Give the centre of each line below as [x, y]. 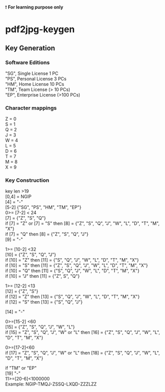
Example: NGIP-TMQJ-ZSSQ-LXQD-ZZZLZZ [51, 384]
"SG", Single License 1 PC [32, 73]
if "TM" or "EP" [21, 368]
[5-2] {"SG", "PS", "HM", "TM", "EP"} [43, 207]
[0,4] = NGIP [18, 197]
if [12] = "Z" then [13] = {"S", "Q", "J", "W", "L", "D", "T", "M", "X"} [72, 297]
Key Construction [27, 180]
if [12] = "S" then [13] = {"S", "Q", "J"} [44, 302]
